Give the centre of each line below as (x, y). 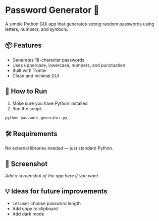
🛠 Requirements (31, 134)
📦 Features (24, 45)
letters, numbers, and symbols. (37, 29)
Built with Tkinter (29, 70)
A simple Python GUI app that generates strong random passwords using (80, 24)
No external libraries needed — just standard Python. (59, 148)
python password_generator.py (36, 118)
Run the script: (27, 108)
